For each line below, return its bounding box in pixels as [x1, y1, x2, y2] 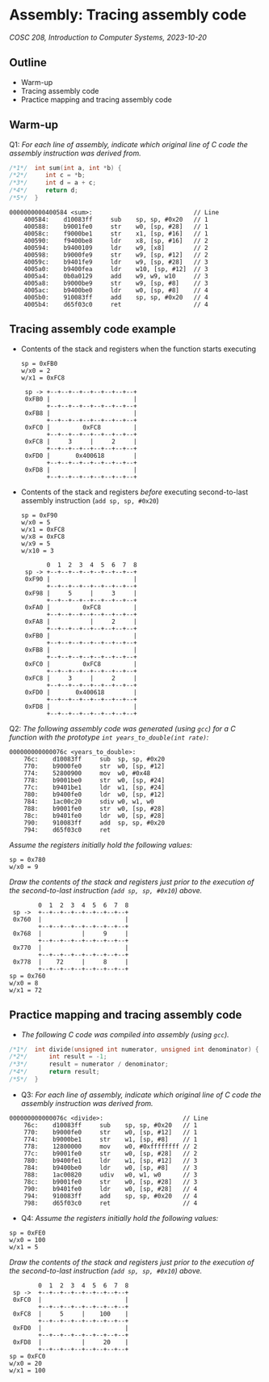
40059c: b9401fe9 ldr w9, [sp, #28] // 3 [23, 257, 208, 266]
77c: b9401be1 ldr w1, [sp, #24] [23, 783, 165, 791]
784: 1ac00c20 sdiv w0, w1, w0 [23, 797, 154, 806]
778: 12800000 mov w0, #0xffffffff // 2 [23, 1142, 198, 1151]
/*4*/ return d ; [9, 186, 79, 195]
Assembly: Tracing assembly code [9, 6, 247, 24]
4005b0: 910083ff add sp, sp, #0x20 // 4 [23, 293, 208, 301]
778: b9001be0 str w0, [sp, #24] [23, 776, 165, 784]
